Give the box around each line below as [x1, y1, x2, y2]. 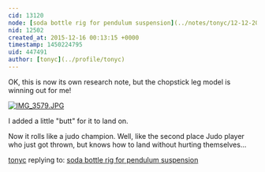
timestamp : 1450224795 [8, 41, 83, 49]
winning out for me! [8, 85, 72, 95]
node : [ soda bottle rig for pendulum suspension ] [8, 19, 175, 27]
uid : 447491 [8, 48, 47, 56]
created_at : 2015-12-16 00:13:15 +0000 [8, 33, 140, 42]
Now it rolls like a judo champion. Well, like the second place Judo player [8, 131, 244, 140]
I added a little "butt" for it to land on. [8, 116, 129, 125]
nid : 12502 [8, 26, 44, 34]
